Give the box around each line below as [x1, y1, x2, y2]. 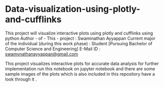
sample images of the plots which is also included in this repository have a [5, 71, 155, 77]
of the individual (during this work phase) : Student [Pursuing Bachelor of [5, 40, 153, 46]
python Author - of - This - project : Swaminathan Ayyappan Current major [5, 35, 156, 41]
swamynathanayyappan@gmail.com [5, 51, 78, 57]
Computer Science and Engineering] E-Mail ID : [5, 46, 100, 52]
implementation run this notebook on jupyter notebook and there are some [5, 65, 155, 72]
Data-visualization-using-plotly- [5, 3, 141, 15]
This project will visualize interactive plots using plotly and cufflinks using [5, 30, 153, 36]
